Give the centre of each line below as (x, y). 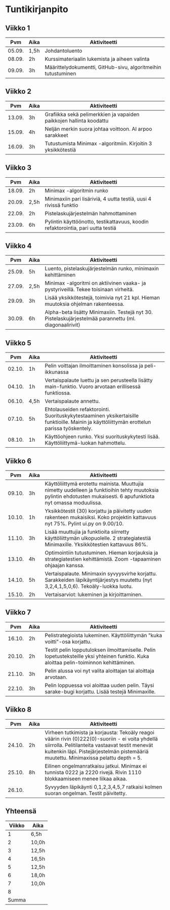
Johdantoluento (63, 51)
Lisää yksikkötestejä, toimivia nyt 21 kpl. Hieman (102, 298)
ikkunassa (57, 372)
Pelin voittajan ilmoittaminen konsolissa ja (94, 366)
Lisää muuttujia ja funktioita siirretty (87, 532)
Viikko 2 (18, 91)
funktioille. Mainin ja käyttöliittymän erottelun (98, 422)
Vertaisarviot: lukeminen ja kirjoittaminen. (94, 595)
